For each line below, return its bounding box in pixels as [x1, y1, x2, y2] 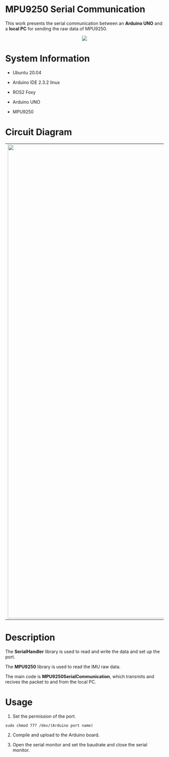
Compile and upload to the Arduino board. [12, 732, 100, 738]
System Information [5, 53, 90, 64]
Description [5, 632, 55, 643]
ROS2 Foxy [12, 89, 36, 95]
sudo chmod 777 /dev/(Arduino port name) [5, 723, 94, 728]
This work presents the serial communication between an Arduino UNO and [5, 20, 162, 26]
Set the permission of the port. [12, 713, 76, 719]
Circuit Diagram [5, 126, 72, 138]
